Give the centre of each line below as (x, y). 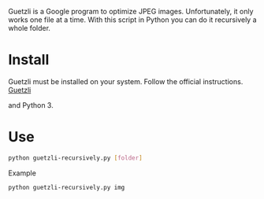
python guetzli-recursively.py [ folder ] (76, 158)
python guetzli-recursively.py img (67, 187)
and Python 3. (31, 105)
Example (22, 173)
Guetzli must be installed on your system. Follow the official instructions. (126, 81)
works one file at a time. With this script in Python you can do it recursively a (133, 20)
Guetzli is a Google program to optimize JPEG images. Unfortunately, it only (131, 11)
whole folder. (30, 28)
